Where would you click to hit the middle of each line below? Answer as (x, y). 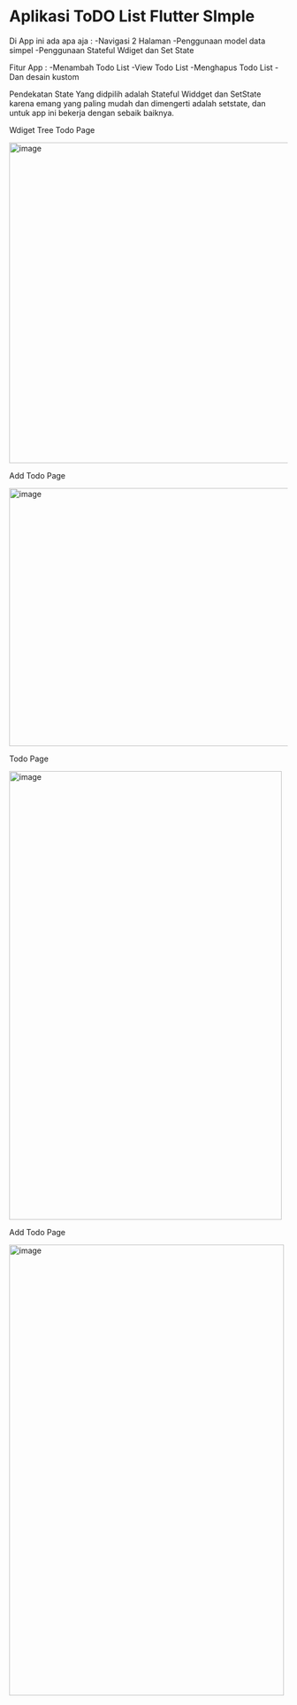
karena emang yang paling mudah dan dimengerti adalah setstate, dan (138, 103)
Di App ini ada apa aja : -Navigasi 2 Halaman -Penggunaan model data (137, 41)
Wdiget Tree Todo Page (52, 129)
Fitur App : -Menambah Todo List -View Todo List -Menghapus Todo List (141, 67)
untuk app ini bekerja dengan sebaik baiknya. (92, 113)
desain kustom (53, 76)
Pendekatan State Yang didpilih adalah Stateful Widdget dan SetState (135, 94)
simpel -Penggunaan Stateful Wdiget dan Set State (102, 50)
